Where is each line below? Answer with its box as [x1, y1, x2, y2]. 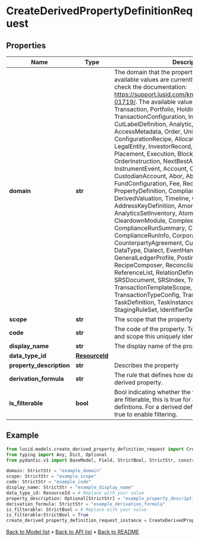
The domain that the [114, 68, 171, 76]
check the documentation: [114, 83, 187, 91]
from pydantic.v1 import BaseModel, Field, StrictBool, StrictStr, [6, 457, 176, 463]
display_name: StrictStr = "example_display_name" [6, 485, 134, 491]
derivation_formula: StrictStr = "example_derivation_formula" [6, 501, 166, 507]
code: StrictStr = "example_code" [6, 479, 92, 485]
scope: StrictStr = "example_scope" [6, 473, 97, 479]
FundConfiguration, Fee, [114, 179, 182, 188]
